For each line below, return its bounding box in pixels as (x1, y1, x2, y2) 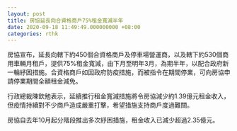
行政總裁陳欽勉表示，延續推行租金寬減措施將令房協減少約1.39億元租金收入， (7, 92, 230, 101)
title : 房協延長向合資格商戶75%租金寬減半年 (7, 17, 124, 24)
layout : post (7, 10, 46, 18)
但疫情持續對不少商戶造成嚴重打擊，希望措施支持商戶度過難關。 (7, 101, 193, 110)
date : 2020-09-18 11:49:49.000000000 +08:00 (7, 23, 141, 30)
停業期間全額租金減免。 (13, 77, 82, 86)
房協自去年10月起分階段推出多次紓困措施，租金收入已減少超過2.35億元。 (7, 116, 219, 125)
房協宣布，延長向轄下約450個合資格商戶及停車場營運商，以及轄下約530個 (7, 50, 223, 59)
